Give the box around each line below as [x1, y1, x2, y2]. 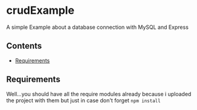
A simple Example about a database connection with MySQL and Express [6, 23, 189, 31]
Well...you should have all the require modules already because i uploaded [6, 90, 192, 97]
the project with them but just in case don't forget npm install [6, 97, 161, 104]
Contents [6, 41, 42, 51]
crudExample [6, 4, 74, 17]
